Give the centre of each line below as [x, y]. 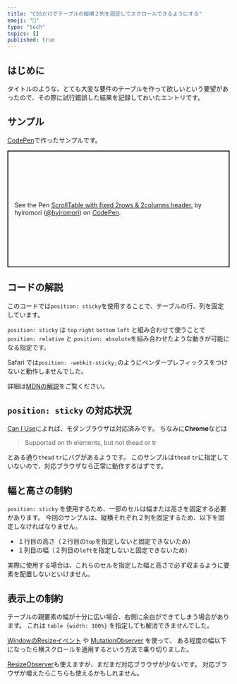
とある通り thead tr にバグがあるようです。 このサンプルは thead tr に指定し [115, 457]
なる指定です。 [29, 347]
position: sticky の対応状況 [69, 410]
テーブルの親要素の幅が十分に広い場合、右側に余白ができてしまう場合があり [119, 617]
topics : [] [23, 33]
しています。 [26, 314]
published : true [31, 40]
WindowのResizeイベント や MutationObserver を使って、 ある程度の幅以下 [117, 640]
